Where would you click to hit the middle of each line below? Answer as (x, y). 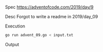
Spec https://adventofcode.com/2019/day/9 (50, 7)
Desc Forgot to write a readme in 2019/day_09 (51, 16)
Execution (15, 26)
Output (12, 44)
